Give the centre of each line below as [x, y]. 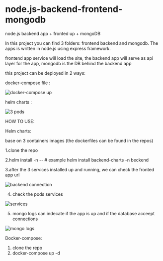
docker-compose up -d [36, 253]
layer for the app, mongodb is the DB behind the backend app [68, 63]
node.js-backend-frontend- [64, 9]
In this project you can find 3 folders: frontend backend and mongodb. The [82, 43]
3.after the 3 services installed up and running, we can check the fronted [80, 169]
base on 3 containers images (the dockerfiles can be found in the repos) [79, 140]
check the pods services [38, 194]
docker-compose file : [28, 83]
